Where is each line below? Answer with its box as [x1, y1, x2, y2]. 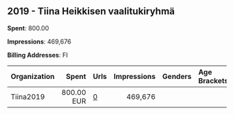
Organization [10, 71, 55, 81]
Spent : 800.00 [7, 24, 49, 32]
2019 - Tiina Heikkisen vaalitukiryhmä [7, 6, 175, 17]
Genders [162, 71, 192, 81]
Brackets [198, 76, 228, 85]
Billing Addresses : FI [7, 51, 68, 59]
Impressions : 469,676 [7, 37, 72, 46]
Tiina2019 [10, 91, 45, 101]
